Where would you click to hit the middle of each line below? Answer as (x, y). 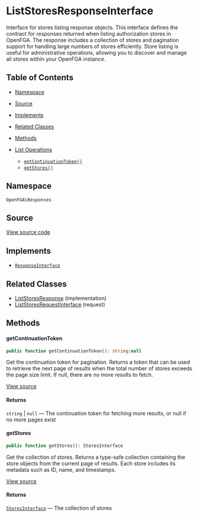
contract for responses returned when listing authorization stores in (89, 33)
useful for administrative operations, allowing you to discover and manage (97, 52)
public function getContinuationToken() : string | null (74, 351)
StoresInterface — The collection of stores (59, 508)
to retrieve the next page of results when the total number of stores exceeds (99, 368)
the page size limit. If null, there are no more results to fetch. (80, 375)
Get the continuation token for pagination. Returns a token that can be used (98, 362)
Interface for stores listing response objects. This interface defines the (92, 27)
